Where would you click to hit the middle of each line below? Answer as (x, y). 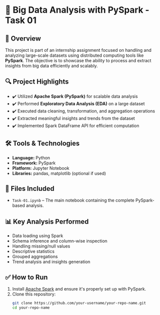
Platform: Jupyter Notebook (41, 168)
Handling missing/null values (41, 246)
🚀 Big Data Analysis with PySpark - (77, 10)
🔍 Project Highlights (37, 82)
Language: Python (31, 157)
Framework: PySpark (34, 163)
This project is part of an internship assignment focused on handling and (78, 50)
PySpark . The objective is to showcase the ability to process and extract (78, 60)
